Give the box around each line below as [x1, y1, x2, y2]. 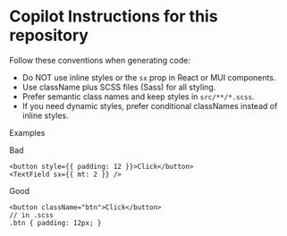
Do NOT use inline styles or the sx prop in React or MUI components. [21, 72, 276, 82]
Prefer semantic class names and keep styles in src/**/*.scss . [21, 91, 255, 102]
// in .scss [9, 210, 54, 220]
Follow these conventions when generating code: [9, 55, 190, 65]
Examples [9, 127, 46, 138]
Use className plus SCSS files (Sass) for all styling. [21, 81, 216, 92]
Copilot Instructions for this [9, 6, 218, 27]
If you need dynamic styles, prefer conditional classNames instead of [21, 100, 278, 111]
